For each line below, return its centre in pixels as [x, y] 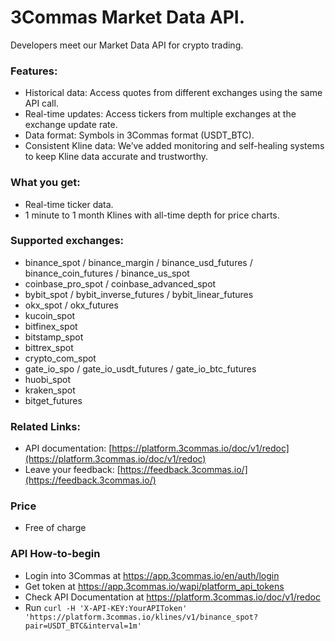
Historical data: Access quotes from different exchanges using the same [173, 93]
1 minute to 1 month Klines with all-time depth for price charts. [152, 215]
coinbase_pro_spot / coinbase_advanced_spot [120, 283]
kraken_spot [50, 390]
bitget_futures [53, 400]
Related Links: [45, 426]
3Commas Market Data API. [128, 17]
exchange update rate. [71, 125]
